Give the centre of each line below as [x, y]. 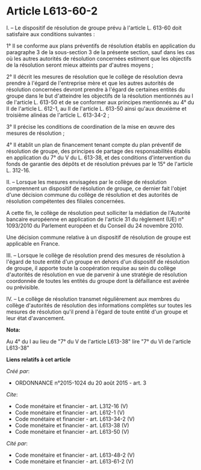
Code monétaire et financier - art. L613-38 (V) [72, 425]
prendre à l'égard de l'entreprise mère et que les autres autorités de [90, 83]
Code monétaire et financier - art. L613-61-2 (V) [74, 461]
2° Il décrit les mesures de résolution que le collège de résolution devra [95, 76]
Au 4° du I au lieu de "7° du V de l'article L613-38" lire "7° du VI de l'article [99, 341]
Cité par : [17, 443]
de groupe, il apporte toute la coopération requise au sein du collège [91, 268]
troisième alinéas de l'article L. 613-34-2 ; [58, 115]
